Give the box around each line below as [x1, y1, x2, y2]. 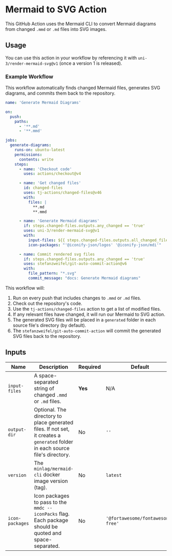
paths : [14, 119, 29, 124]
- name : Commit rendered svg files [18, 252, 95, 257]
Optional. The [34, 406, 67, 413]
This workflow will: [5, 284, 45, 291]
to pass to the [34, 498, 67, 506]
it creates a [34, 432, 61, 439]
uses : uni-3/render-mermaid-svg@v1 [24, 228, 100, 234]
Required [78, 363, 101, 370]
